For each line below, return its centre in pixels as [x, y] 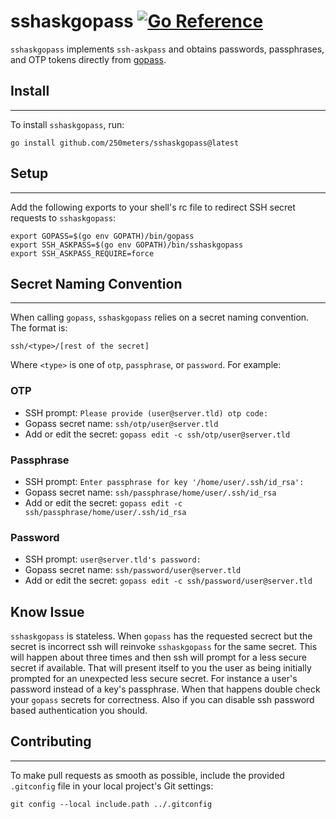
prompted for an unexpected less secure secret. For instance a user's [154, 679]
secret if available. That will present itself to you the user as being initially [161, 668]
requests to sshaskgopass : [63, 217]
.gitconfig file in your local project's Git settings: [112, 786]
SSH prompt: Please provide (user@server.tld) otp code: [146, 412]
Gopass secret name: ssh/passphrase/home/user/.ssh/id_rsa [150, 492]
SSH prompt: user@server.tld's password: [113, 559]
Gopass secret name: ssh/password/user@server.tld [133, 570]
